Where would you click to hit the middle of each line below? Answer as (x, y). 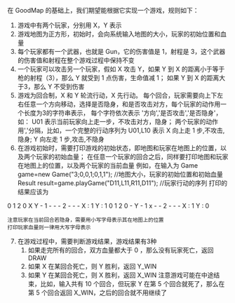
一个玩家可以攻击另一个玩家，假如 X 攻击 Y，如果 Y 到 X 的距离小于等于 (121, 69)
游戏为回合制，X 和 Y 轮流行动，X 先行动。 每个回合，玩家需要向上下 (117, 95)
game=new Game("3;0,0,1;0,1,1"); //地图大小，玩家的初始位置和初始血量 (120, 174)
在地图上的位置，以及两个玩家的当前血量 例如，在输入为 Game (108, 166)
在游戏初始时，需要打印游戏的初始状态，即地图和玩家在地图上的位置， (119, 148)
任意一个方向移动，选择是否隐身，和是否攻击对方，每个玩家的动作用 (122, 104)
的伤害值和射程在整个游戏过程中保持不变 (76, 60)
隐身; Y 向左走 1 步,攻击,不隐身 (61, 139)
